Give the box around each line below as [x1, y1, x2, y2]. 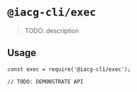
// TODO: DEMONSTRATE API [7, 78, 83, 85]
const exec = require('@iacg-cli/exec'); [7, 66, 131, 73]
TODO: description [24, 26, 80, 35]
